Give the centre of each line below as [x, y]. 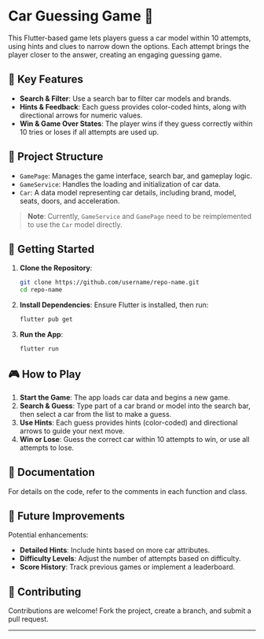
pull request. [28, 619]
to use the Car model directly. [75, 225]
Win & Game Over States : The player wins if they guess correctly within [136, 123]
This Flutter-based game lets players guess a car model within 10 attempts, [130, 38]
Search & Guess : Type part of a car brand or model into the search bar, [135, 406]
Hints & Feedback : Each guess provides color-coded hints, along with [133, 106]
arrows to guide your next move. [72, 431]
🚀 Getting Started [51, 249]
